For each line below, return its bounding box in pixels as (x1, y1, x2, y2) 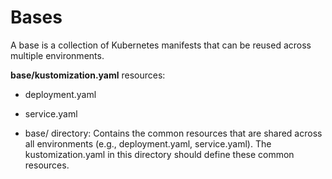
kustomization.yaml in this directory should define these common (24, 148, 295, 160)
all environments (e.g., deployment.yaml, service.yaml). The (24, 137, 272, 150)
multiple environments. (10, 49, 105, 61)
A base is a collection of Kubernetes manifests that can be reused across (10, 39, 312, 51)
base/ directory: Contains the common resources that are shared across (24, 127, 323, 139)
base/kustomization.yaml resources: (10, 69, 166, 81)
